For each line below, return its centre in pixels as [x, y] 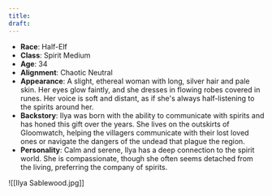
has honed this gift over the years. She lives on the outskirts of [125, 124]
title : [19, 16]
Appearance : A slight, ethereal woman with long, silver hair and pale [135, 81]
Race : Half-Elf [43, 46]
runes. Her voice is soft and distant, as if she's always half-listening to [137, 98]
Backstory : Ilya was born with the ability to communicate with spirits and [142, 115]
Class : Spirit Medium [55, 55]
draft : [19, 23]
